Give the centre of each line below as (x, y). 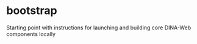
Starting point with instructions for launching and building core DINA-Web (99, 28)
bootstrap (32, 11)
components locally (31, 34)
